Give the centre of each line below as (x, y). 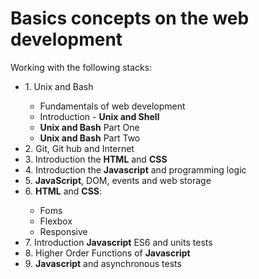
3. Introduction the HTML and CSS (96, 159)
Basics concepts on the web (130, 18)
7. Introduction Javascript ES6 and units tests (118, 242)
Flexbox (56, 221)
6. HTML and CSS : (63, 191)
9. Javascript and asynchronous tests (103, 263)
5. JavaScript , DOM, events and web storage (118, 180)
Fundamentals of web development (112, 106)
